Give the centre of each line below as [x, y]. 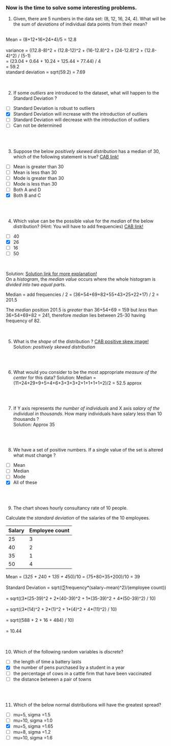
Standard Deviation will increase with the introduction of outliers [80, 114]
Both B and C [27, 195]
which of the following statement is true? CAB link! [66, 156]
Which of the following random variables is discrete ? [68, 652]
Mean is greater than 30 [38, 166]
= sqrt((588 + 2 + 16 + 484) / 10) [40, 620]
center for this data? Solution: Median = [54, 378]
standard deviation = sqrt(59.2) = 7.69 [46, 72]
